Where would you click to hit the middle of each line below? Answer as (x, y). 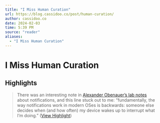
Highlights (21, 83)
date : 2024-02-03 (23, 23)
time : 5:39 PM (19, 28)
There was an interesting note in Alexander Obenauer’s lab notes (82, 95)
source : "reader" (23, 32)
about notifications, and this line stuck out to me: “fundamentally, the (86, 100)
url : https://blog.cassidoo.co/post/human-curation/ (60, 14)
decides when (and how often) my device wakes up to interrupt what (86, 110)
